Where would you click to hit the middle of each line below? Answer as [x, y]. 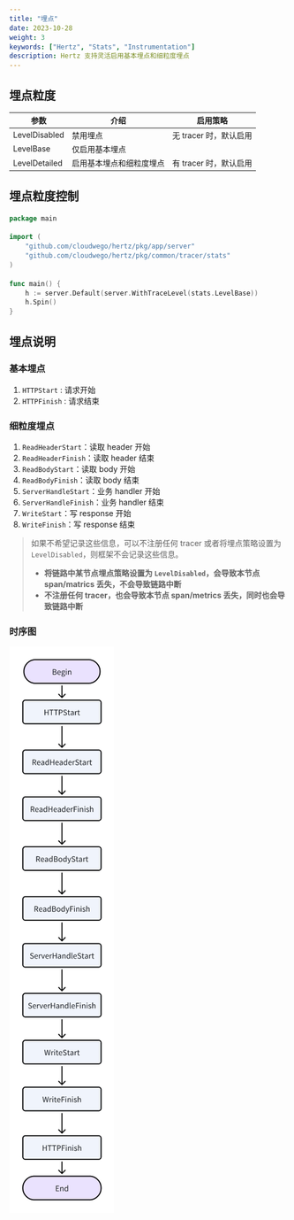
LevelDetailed [38, 163]
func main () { [35, 283]
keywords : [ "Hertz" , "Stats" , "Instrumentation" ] [102, 47]
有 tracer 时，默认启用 [212, 163]
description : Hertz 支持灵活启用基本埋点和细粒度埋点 [99, 56]
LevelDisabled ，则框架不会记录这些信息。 [107, 554]
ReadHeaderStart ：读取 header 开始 [86, 447]
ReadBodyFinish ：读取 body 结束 [80, 480]
